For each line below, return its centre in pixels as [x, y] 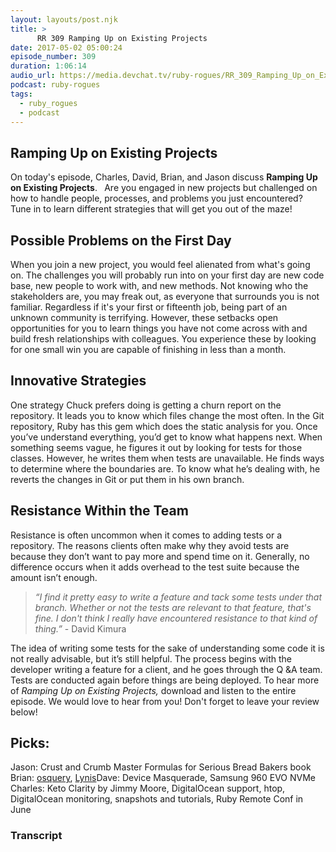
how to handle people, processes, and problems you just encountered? [156, 198]
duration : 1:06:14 [48, 66]
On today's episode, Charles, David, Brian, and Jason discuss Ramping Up [164, 177]
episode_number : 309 [53, 57]
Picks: [30, 743]
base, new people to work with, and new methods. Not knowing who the [159, 285]
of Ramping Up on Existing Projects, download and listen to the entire [153, 690]
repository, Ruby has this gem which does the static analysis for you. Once [164, 426]
